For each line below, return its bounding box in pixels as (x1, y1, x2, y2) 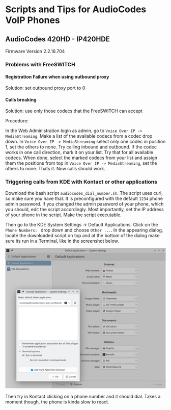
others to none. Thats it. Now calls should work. (5, 166, 105, 172)
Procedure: (5, 118, 29, 124)
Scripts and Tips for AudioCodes (5, 4, 147, 15)
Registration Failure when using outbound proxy (5, 73, 109, 80)
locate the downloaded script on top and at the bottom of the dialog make (5, 232, 160, 238)
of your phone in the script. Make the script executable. (5, 212, 122, 218)
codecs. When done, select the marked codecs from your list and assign (5, 155, 158, 161)
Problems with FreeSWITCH (5, 61, 75, 68)
